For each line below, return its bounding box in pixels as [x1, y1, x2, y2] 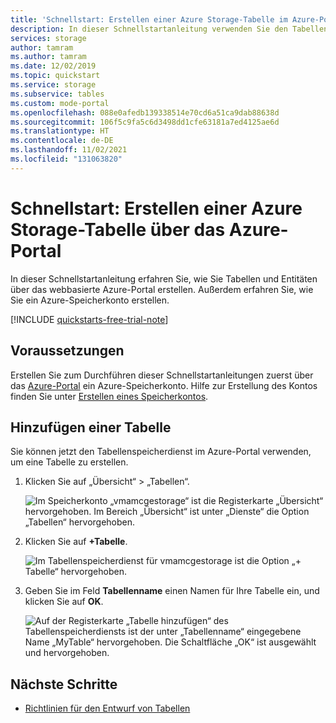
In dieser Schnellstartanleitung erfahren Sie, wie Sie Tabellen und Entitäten [10, 272, 318, 285]
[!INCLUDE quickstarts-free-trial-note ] [10, 313, 169, 325]
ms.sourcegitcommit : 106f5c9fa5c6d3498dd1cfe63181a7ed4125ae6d [10, 117, 280, 127]
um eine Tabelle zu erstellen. [10, 456, 129, 468]
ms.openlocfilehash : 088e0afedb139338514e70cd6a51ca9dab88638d [10, 107, 280, 118]
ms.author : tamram [10, 52, 87, 62]
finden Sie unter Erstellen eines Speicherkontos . [10, 390, 209, 402]
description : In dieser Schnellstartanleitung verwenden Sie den [10, 24, 288, 34]
